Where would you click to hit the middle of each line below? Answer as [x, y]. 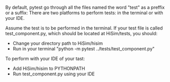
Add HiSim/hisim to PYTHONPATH [49, 69]
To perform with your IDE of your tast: [45, 59]
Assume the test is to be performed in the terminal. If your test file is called [84, 28]
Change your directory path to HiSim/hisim [58, 43]
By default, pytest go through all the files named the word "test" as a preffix [85, 7]
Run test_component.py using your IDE [54, 74]
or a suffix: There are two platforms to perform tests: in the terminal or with [84, 13]
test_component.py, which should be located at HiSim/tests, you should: [81, 33]
